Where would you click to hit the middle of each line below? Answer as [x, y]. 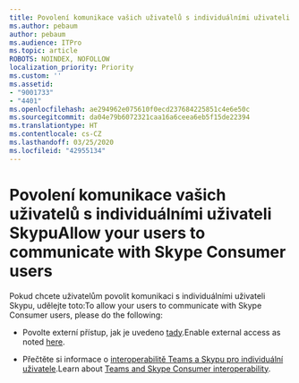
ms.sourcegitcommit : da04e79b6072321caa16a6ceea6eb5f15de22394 [130, 117]
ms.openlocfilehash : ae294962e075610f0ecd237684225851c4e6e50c [130, 109]
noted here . [43, 342]
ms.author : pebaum [43, 26]
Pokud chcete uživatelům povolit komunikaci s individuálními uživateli [137, 295]
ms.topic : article [43, 51]
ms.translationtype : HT [54, 126]
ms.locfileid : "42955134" [57, 150]
